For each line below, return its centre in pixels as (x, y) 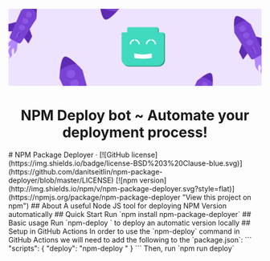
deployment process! (135, 133)
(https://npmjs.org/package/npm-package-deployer (94, 197)
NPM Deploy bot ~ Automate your (135, 116)
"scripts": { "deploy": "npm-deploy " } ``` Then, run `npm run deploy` (121, 248)
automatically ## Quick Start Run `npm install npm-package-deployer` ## (130, 214)
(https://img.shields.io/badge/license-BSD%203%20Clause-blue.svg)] (125, 163)
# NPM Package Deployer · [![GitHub (69, 155)
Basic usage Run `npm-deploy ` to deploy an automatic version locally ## (129, 223)
